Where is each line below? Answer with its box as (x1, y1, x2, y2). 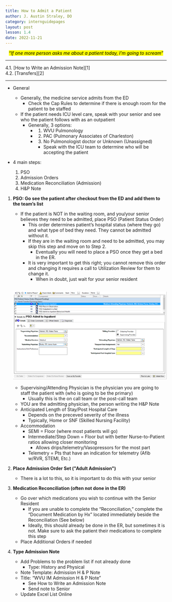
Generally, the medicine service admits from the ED (20, 95, 129, 101)
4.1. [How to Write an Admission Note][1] (5, 65, 91, 71)
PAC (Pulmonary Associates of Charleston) (43, 133, 134, 139)
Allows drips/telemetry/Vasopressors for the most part (35, 445, 150, 451)
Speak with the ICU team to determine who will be (43, 144, 149, 150)
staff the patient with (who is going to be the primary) (20, 390, 133, 397)
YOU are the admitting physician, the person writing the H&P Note (20, 401, 160, 407)
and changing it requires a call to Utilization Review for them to (28, 265, 160, 271)
